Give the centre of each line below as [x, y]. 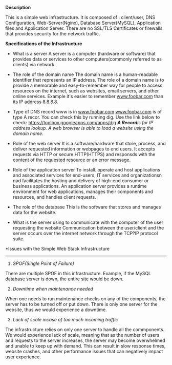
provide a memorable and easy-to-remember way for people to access [88, 85]
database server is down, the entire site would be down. [64, 279]
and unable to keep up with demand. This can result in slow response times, [85, 346]
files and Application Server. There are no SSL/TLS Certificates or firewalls [84, 28]
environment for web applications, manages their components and [83, 191]
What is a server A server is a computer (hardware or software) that [84, 54]
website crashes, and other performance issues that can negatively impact [84, 351]
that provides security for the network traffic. [53, 34]
